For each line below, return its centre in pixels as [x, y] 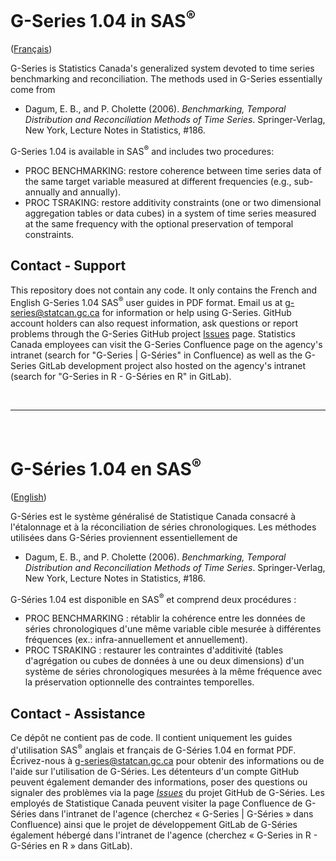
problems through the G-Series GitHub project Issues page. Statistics [153, 334]
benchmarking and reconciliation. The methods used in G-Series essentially [166, 79]
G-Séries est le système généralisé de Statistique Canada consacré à [153, 516]
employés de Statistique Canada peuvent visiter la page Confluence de [156, 803]
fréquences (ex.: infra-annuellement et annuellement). [136, 640]
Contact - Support [68, 266]
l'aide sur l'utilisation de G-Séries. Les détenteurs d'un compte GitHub [155, 771]
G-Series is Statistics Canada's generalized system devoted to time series [162, 68]
